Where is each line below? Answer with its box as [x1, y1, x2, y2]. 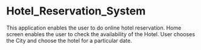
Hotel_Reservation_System [6, 4, 146, 18]
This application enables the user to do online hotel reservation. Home [6, 24, 182, 31]
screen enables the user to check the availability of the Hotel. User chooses [6, 30, 196, 37]
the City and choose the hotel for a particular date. [6, 37, 133, 44]
